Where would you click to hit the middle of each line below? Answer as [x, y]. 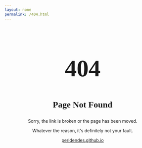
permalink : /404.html [27, 14]
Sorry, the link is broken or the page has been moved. [83, 121]
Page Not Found [83, 104]
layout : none [18, 10]
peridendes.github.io [83, 140]
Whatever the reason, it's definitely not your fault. [83, 131]
